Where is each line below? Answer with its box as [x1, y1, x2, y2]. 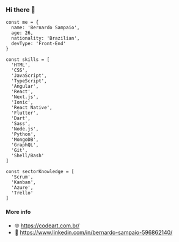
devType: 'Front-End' [11, 41, 67, 47]
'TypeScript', [11, 78, 47, 84]
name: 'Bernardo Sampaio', [11, 24, 80, 31]
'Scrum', [11, 174, 34, 180]
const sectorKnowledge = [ [5, 169, 75, 175]
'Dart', [11, 115, 31, 121]
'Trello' [11, 190, 34, 196]
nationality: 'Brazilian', [11, 35, 80, 41]
